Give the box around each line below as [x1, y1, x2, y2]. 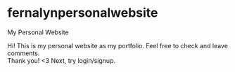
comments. [7, 49, 40, 57]
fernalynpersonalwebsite [7, 5, 158, 21]
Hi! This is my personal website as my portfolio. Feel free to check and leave [7, 41, 229, 50]
